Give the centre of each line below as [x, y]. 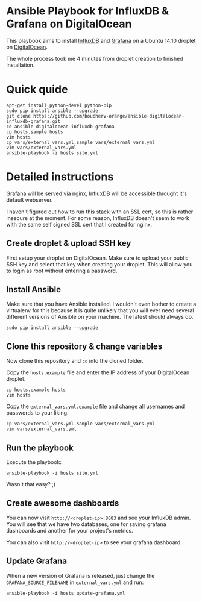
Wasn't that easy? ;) [31, 484]
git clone [19, 116]
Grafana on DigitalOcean [69, 24]
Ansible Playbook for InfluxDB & [88, 11]
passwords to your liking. [37, 413]
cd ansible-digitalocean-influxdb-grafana [60, 127]
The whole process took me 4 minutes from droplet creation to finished [95, 58]
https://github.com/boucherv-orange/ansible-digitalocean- [109, 116]
